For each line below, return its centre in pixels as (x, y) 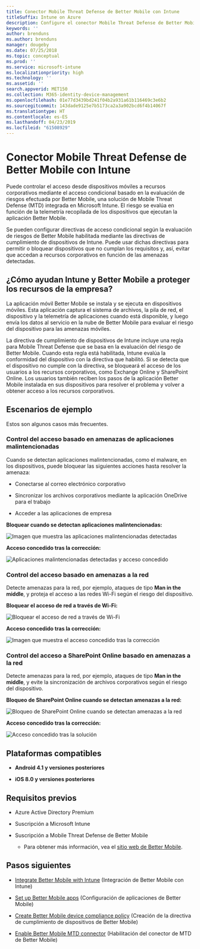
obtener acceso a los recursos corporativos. (60, 391)
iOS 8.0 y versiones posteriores (55, 779)
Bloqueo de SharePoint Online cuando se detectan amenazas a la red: (94, 700)
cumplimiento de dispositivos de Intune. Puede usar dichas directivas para (97, 242)
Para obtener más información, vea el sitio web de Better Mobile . (103, 847)
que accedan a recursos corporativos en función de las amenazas (87, 255)
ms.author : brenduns (32, 39)
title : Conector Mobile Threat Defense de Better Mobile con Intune (93, 12)
